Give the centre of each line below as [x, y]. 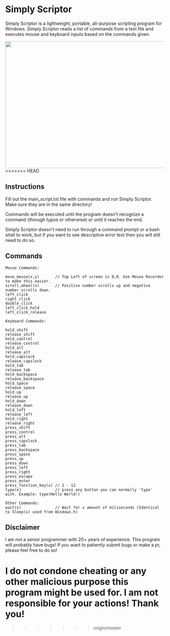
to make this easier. [28, 281]
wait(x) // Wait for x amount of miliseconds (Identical [82, 507]
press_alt [16, 436]
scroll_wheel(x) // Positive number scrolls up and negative [78, 286]
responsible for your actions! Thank [82, 603]
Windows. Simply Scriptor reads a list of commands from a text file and [79, 28]
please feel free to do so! [31, 550]
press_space [18, 454]
